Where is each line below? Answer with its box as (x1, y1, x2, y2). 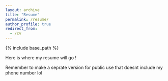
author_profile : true (5, 21, 51, 27)
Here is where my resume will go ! (5, 55, 77, 61)
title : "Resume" (5, 12, 40, 17)
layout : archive (5, 7, 40, 13)
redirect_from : (5, 26, 38, 31)
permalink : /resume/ (5, 17, 49, 22)
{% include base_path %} (5, 45, 59, 51)
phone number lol (5, 70, 42, 76)
